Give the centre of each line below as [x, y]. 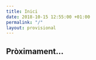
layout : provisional [31, 28]
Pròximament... [35, 51]
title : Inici [22, 11]
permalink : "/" [25, 22]
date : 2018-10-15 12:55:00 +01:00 [48, 17]
